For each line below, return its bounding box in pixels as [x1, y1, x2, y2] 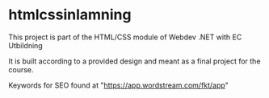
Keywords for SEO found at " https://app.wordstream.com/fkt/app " [8, 80, 229, 90]
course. [8, 64, 34, 74]
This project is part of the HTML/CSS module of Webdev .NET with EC [8, 32, 242, 42]
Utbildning [8, 40, 43, 50]
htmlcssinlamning [8, 6, 132, 24]
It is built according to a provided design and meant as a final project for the [8, 56, 261, 66]
